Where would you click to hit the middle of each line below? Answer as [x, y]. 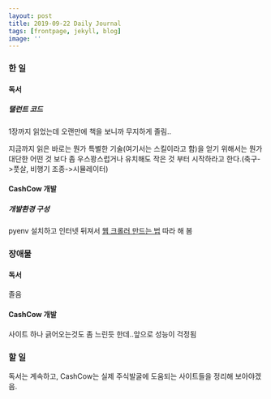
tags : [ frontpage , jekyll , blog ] [65, 31]
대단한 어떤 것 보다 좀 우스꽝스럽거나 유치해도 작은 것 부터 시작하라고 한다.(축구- [135, 158]
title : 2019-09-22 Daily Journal [65, 24]
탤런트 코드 [26, 109]
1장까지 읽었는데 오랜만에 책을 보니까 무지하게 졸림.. [90, 131]
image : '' [25, 39]
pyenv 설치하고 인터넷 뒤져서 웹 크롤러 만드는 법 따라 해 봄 [101, 231]
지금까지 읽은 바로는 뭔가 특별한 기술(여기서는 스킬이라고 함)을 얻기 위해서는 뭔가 [135, 148]
